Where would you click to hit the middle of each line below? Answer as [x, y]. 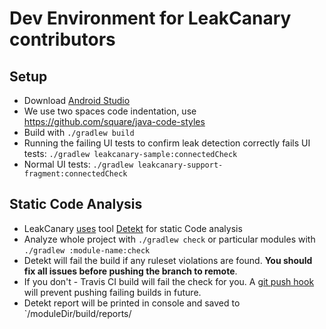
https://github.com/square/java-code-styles [114, 121]
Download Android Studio [77, 100]
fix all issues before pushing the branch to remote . [130, 271]
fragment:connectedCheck [75, 174]
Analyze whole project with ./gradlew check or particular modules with [169, 239]
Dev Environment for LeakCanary [150, 18]
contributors [62, 39]
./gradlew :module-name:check [87, 250]
